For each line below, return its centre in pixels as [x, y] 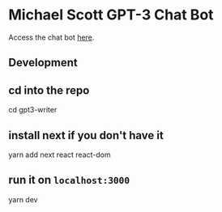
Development [43, 63]
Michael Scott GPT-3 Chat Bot [111, 15]
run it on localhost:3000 [69, 180]
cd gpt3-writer [33, 110]
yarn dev [23, 199]
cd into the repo [49, 90]
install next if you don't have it [86, 135]
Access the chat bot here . [51, 37]
